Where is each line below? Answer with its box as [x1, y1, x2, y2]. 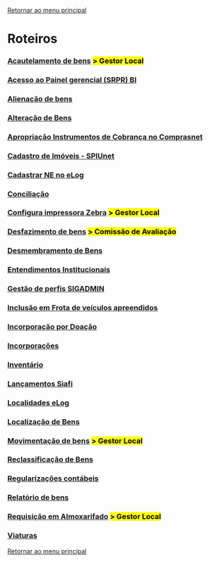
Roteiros [7, 31, 58, 47]
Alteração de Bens [7, 113, 72, 122]
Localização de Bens [7, 417, 80, 427]
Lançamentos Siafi [7, 379, 73, 389]
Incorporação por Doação [7, 322, 98, 332]
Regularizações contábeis [7, 474, 99, 483]
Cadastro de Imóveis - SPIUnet [7, 151, 115, 161]
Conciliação [7, 189, 49, 199]
